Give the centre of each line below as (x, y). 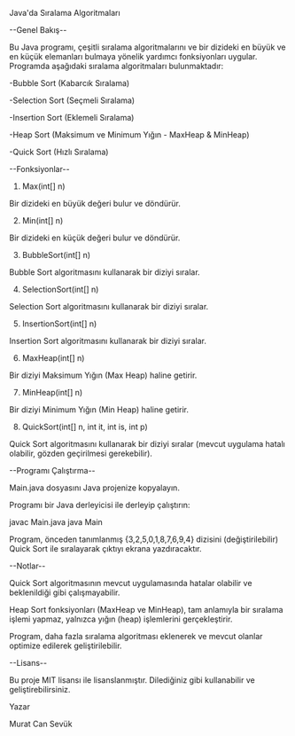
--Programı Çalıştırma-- (52, 470)
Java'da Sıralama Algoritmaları (65, 13)
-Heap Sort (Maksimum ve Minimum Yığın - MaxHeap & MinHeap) (129, 135)
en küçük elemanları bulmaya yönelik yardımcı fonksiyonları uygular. (133, 56)
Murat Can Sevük (41, 724)
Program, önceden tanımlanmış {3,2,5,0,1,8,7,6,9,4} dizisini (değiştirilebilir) (144, 539)
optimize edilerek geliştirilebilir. (66, 646)
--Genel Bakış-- (38, 30)
